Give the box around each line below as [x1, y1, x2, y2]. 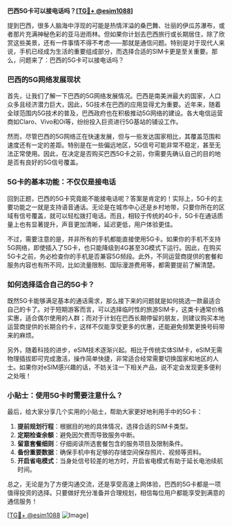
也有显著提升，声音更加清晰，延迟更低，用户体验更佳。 [19, 220, 177, 228]
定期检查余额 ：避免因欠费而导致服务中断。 [17, 431, 139, 439]
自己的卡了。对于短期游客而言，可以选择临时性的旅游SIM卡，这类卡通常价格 [7, 305, 224, 313]
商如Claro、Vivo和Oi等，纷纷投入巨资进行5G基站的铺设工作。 [7, 117, 182, 126]
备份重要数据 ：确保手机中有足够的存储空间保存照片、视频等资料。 [17, 448, 205, 456]
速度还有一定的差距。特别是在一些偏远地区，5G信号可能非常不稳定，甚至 [7, 141, 215, 149]
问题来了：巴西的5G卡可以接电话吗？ [19, 56, 124, 64]
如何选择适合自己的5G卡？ [7, 280, 95, 289]
